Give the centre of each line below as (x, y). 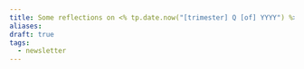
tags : (19, 43)
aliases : (26, 26)
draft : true (32, 34)
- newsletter (42, 51)
